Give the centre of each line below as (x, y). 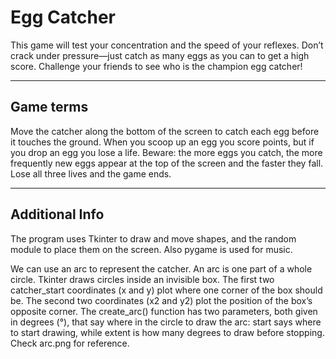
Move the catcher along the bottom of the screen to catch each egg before (165, 131)
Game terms (49, 107)
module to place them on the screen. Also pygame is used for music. (151, 249)
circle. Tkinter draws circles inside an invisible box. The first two (142, 279)
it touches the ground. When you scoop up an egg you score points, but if (162, 142)
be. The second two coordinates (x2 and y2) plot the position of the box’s (161, 300)
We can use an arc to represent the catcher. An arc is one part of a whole (161, 268)
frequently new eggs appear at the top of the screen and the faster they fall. (167, 163)
